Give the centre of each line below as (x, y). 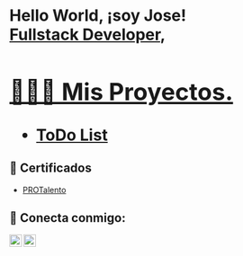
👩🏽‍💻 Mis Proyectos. (121, 91)
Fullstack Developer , (88, 35)
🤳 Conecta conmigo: (67, 218)
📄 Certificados (50, 168)
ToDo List (72, 135)
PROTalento (44, 190)
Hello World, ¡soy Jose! (98, 16)
